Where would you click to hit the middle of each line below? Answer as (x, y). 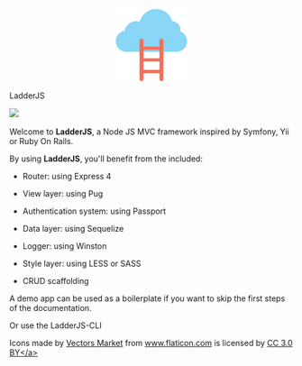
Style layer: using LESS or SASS (82, 263)
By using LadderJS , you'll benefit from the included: (106, 159)
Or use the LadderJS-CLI (55, 325)
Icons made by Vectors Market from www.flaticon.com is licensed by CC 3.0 (151, 343)
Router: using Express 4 (67, 176)
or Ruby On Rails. (41, 141)
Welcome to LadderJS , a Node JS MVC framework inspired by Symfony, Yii (150, 132)
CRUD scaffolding (55, 281)
